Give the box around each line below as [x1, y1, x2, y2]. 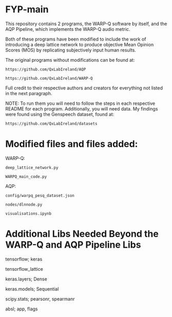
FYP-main [5, 4, 49, 15]
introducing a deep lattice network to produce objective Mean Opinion [5, 41, 154, 47]
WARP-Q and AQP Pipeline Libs [5, 239, 141, 251]
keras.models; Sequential [5, 286, 59, 292]
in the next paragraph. [5, 90, 52, 96]
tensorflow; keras [5, 256, 43, 262]
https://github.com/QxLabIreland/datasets [5, 121, 98, 126]
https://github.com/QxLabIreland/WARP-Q [5, 76, 93, 81]
